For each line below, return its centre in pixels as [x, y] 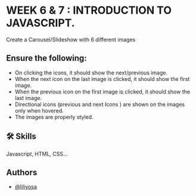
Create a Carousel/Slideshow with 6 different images [71, 39]
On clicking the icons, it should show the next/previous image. [91, 73]
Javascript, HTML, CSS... [37, 154]
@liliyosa [26, 187]
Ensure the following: [47, 58]
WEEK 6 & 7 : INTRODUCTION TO [89, 10]
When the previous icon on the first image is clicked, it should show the [102, 91]
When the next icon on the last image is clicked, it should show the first [102, 79]
